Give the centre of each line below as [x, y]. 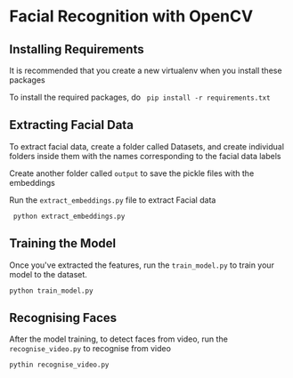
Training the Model [63, 243]
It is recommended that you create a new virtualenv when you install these [146, 70]
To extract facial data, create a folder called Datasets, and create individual [147, 146]
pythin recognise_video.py [59, 365]
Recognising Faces [63, 318]
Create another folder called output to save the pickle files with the [132, 173]
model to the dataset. [48, 274]
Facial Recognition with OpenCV [131, 16]
